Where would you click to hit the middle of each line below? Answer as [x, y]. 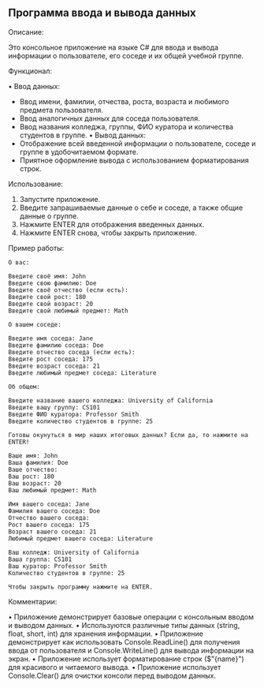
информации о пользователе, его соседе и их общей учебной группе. [126, 55]
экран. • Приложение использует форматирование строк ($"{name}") [126, 659]
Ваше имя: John [33, 456]
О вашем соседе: [35, 324]
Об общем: [24, 387]
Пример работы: [36, 248]
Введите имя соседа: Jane [50, 338]
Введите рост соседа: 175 [50, 359]
